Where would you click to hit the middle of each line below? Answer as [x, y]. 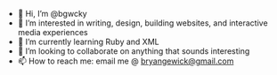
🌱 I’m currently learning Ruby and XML [88, 41]
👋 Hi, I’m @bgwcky [52, 14]
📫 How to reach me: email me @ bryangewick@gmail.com [126, 61]
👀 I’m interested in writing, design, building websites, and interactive [143, 23]
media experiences [53, 32]
